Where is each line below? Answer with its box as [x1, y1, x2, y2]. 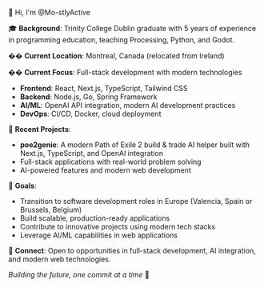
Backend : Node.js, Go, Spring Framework [19, 92, 158, 102]
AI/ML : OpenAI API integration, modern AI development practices [19, 101, 236, 110]
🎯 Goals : [8, 181, 38, 190]
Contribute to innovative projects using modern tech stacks [19, 222, 216, 231]
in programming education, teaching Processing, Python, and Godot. [8, 35, 234, 44]
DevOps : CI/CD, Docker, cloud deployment [19, 109, 162, 118]
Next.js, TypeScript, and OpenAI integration [19, 149, 164, 157]
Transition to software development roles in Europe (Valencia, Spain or [19, 197, 253, 205]
